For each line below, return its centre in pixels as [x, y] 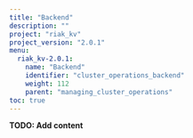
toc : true [28, 100]
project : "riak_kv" [45, 34]
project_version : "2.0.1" [57, 42]
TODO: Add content [46, 126]
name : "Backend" [56, 68]
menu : [19, 51]
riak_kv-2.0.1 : [45, 59]
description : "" [39, 26]
